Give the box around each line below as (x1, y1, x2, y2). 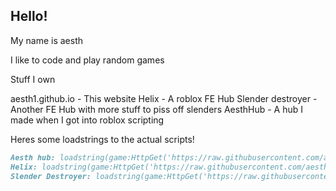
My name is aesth (10, 34, 84, 46)
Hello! (10, 8, 48, 25)
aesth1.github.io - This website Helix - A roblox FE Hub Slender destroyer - (10, 92, 318, 104)
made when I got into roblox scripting (10, 114, 165, 126)
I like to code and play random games (10, 54, 165, 66)
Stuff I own (10, 73, 56, 85)
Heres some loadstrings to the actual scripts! (10, 133, 195, 145)
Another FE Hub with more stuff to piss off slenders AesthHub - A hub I (10, 103, 304, 115)
